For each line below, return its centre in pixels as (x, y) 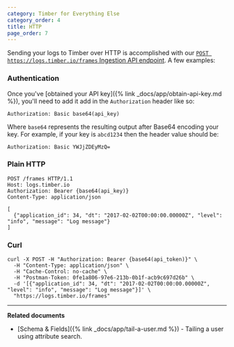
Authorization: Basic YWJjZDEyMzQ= (59, 147)
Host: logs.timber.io (39, 185)
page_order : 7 (28, 33)
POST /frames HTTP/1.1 (40, 178)
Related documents (36, 316)
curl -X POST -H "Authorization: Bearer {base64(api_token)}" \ (102, 260)
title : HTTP (24, 26)
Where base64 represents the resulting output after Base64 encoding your (113, 127)
